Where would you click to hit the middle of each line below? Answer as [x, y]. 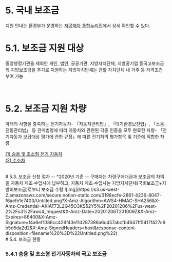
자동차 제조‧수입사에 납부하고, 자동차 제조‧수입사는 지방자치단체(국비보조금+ [87, 183]
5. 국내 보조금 [32, 10]
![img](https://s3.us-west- [92, 189]
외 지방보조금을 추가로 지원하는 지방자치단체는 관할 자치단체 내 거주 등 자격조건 [84, 70]
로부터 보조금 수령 [45, 189]
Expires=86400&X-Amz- [32, 217]
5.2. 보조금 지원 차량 [46, 109]
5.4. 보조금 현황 [25, 239]
